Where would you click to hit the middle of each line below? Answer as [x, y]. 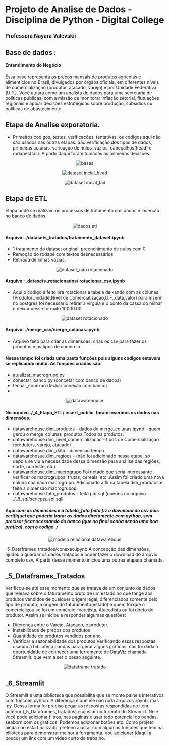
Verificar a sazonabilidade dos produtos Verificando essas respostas [84, 641]
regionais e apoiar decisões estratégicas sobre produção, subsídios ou [79, 103]
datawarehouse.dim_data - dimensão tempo [58, 451]
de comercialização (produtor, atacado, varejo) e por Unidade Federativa [81, 87]
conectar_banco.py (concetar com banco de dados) [67, 380]
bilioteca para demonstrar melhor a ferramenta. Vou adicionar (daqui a [78, 733]
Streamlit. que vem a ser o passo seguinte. [57, 657]
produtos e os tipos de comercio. [47, 346]
